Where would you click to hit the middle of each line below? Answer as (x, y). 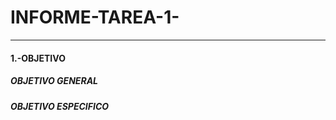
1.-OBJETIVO (38, 58)
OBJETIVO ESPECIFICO (60, 106)
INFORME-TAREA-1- (95, 17)
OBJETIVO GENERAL (54, 81)
